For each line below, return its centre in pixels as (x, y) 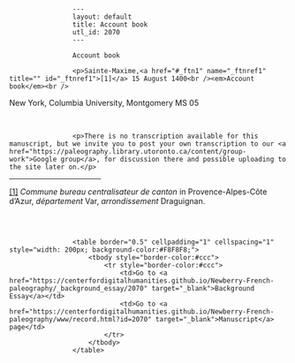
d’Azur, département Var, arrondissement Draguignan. (107, 201)
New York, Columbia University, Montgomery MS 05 (104, 103)
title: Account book (110, 25)
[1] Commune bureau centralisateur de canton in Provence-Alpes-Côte (138, 192)
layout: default (102, 17)
